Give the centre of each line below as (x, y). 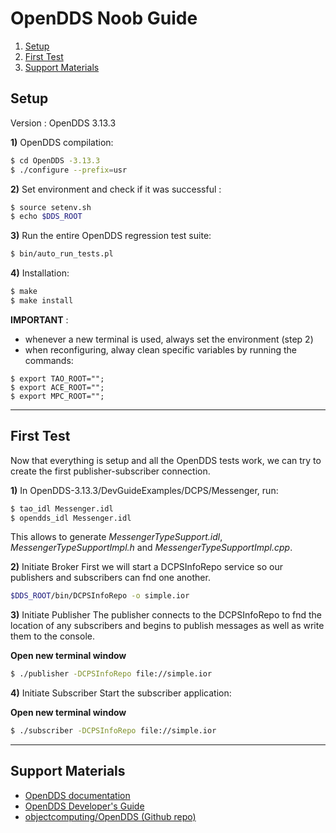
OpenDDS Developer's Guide (84, 806)
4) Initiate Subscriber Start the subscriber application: (121, 693)
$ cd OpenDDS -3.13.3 (55, 160)
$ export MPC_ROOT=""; (57, 396)
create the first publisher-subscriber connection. (110, 471)
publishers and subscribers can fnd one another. (110, 578)
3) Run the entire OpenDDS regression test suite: (111, 236)
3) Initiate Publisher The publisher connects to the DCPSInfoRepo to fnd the (166, 615)
